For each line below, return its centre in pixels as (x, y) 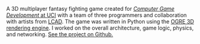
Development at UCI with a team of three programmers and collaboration (97, 15)
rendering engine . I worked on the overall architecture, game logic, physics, (100, 28)
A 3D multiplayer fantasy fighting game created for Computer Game (90, 9)
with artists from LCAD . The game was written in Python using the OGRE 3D (100, 21)
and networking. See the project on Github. (60, 34)
